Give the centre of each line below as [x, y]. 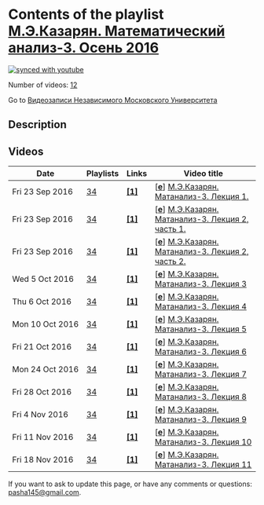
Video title [203, 174]
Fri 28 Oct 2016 [42, 392]
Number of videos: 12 [43, 85]
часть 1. [170, 229]
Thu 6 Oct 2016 [42, 302]
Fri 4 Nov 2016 [40, 415]
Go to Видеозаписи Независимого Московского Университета [113, 100]
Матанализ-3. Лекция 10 [203, 442]
